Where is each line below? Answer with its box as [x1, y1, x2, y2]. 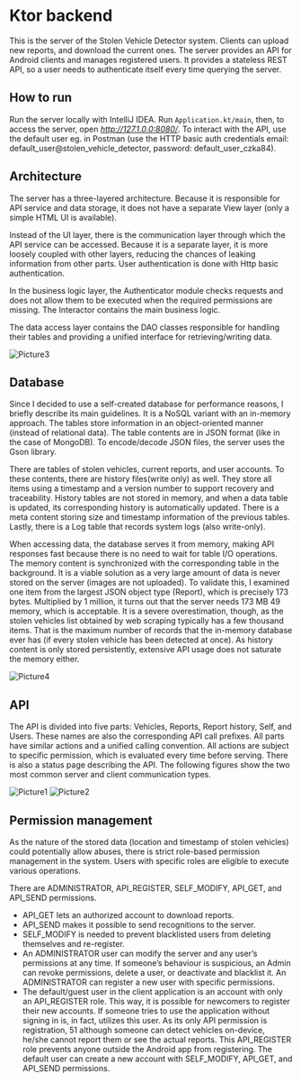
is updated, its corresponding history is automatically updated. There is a [9, 502, 280, 514]
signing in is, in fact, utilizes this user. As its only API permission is [22, 1015, 268, 1025]
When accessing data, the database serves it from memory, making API [9, 539, 275, 550]
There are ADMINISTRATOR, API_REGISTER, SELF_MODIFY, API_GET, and [9, 883, 282, 893]
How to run [9, 90, 73, 105]
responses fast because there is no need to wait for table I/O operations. [9, 549, 279, 559]
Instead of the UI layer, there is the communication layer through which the [9, 229, 286, 240]
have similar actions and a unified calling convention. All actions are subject [9, 741, 289, 751]
